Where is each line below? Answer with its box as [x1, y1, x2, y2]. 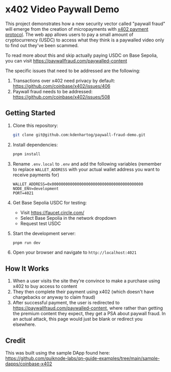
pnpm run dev [12, 240, 41, 245]
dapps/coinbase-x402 [5, 361, 53, 367]
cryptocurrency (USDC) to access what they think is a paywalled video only [5, 37, 164, 43]
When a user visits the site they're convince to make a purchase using [12, 278, 160, 284]
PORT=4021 [12, 191, 34, 196]
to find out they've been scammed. [5, 42, 79, 48]
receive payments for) [12, 172, 60, 178]
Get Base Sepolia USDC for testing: [12, 199, 87, 205]
